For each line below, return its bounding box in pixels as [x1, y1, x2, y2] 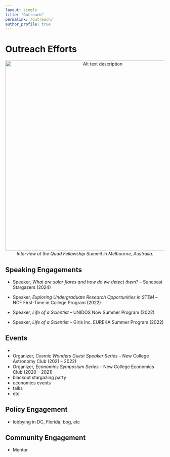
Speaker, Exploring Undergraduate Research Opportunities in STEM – [12, 294, 158, 300]
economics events [12, 379, 51, 386]
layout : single [5, 7, 37, 13]
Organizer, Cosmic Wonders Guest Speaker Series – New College [12, 352, 149, 358]
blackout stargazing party [12, 374, 67, 380]
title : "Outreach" [5, 12, 44, 17]
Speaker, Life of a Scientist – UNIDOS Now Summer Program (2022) [12, 309, 155, 315]
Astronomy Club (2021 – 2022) [12, 358, 77, 364]
